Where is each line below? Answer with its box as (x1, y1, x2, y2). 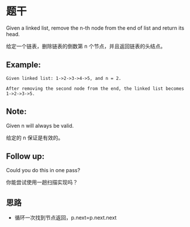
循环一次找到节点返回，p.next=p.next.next (14, 214, 117, 221)
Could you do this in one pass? (6, 167, 81, 174)
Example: (6, 60, 41, 70)
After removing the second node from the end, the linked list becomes (6, 85, 184, 92)
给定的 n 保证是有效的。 (6, 134, 64, 141)
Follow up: (6, 151, 45, 161)
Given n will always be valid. (6, 122, 74, 129)
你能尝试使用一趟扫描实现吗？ (6, 179, 78, 186)
